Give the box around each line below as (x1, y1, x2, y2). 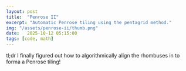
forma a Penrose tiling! (6, 58, 61, 65)
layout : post (6, 8, 38, 15)
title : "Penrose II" (6, 14, 59, 20)
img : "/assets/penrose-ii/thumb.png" (6, 25, 99, 31)
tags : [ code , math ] (6, 36, 54, 42)
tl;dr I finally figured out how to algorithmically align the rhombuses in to (6, 52, 180, 59)
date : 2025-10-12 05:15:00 (6, 31, 77, 36)
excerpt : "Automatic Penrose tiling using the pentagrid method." (6, 19, 172, 25)
